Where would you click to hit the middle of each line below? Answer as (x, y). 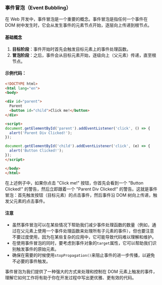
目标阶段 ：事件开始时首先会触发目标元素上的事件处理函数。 (71, 49)
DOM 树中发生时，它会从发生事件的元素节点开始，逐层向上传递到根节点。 (79, 25)
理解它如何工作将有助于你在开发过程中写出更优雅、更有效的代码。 (71, 277)
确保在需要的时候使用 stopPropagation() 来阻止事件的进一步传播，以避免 (83, 255)
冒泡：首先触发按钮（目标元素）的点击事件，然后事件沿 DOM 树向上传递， (79, 195)
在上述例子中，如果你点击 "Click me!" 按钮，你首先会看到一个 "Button (74, 183)
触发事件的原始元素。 (37, 249)
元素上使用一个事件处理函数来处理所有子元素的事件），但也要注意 (89, 231)
